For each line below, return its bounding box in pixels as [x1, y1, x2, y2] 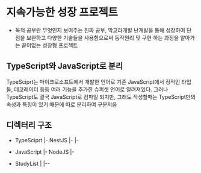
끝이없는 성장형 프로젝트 [21, 42, 78, 49]
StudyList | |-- [14, 160, 50, 167]
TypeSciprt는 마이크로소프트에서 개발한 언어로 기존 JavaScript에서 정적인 [6, 78, 181, 85]
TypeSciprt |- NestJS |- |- [14, 136, 79, 143]
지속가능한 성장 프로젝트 [6, 5, 119, 19]
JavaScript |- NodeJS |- [14, 148, 75, 156]
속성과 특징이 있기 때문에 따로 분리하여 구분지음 [6, 101, 117, 108]
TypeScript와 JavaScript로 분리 [6, 61, 123, 71]
